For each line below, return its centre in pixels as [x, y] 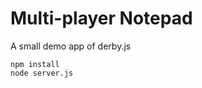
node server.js [42, 73]
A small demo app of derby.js [71, 46]
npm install [35, 64]
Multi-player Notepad [101, 18]
